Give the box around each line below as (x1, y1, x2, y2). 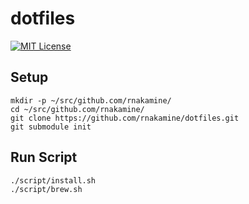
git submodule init (10, 122, 92, 132)
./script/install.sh (10, 175, 97, 186)
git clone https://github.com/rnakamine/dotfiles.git (10, 113, 240, 123)
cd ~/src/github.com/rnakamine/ (10, 104, 145, 114)
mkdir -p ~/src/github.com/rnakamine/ (10, 95, 172, 106)
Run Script (10, 149, 78, 166)
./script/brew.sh (10, 184, 83, 194)
